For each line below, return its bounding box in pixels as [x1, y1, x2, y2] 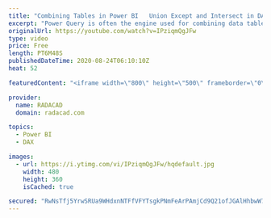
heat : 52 [8, 65, 38, 73]
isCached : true [23, 182, 74, 191]
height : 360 [23, 175, 63, 183]
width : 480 [23, 167, 60, 176]
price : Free [8, 42, 48, 50]
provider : [8, 94, 42, 102]
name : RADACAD [15, 101, 63, 109]
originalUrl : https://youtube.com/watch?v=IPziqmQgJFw [8, 27, 197, 35]
